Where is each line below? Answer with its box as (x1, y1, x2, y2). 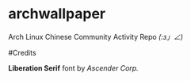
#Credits (8, 48, 37, 57)
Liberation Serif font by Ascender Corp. (8, 63, 139, 72)
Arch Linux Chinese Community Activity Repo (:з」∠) (8, 32, 184, 41)
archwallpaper (8, 5, 105, 23)
